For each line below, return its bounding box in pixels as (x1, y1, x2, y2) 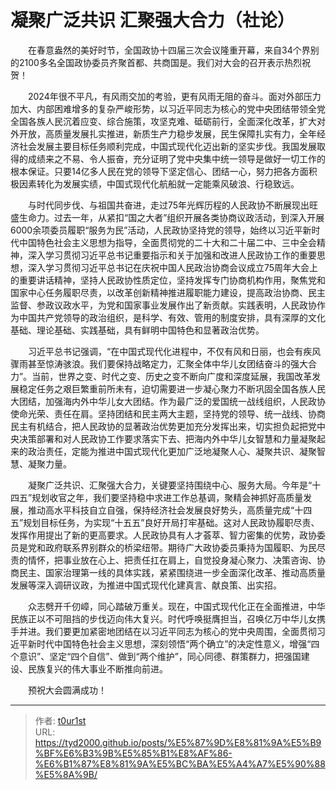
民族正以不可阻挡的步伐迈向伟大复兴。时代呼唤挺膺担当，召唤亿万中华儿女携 (10, 612, 326, 625)
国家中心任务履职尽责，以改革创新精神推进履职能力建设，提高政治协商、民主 (10, 286, 326, 298)
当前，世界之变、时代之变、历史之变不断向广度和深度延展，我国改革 (31, 370, 313, 382)
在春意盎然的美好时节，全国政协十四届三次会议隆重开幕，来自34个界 (27, 44, 311, 56)
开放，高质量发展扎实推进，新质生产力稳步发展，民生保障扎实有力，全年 (18, 127, 317, 140)
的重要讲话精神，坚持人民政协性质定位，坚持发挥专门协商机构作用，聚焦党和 (10, 274, 326, 286)
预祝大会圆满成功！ (27, 684, 107, 696)
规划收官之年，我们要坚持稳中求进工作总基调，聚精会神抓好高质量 (31, 491, 304, 503)
